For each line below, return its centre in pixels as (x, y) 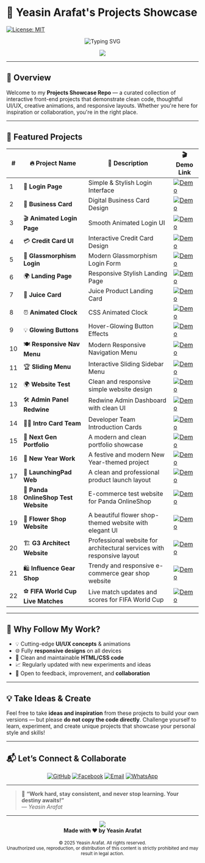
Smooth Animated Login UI (127, 223)
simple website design (120, 389)
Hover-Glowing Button (121, 326)
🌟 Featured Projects (45, 137)
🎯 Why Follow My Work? (53, 629)
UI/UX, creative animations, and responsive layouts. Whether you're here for (102, 105)
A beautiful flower (114, 515)
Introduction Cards (115, 427)
